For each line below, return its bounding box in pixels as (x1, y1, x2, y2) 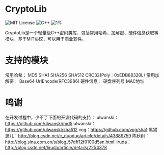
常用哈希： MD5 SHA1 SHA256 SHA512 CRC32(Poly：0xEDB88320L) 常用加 (5, 72, 160, 78)
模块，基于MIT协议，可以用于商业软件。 (5, 36, 86, 42)
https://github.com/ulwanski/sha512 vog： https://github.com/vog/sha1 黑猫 (5, 127, 158, 132)
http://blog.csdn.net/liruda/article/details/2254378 (5, 144, 107, 150)
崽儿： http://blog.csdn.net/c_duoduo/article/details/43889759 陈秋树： (5, 132, 150, 138)
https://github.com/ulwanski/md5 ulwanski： (5, 120, 96, 126)
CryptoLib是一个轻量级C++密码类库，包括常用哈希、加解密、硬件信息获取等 (5, 29, 159, 35)
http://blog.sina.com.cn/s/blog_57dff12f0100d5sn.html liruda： (5, 139, 132, 145)
